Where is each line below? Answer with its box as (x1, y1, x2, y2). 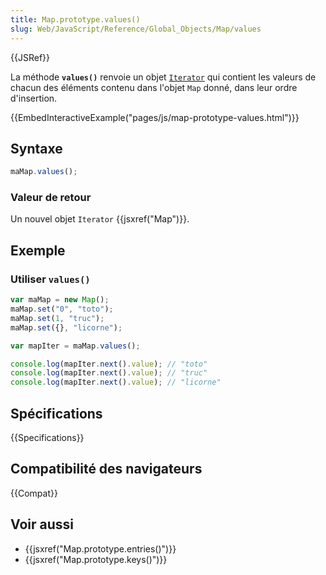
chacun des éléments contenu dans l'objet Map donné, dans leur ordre (10, 81, 298, 93)
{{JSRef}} (10, 51, 50, 63)
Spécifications (10, 405, 103, 422)
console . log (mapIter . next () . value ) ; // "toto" (10, 359, 208, 369)
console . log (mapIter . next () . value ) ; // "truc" (10, 368, 208, 378)
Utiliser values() (10, 272, 91, 286)
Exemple (10, 242, 66, 259)
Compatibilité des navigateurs (10, 461, 203, 478)
